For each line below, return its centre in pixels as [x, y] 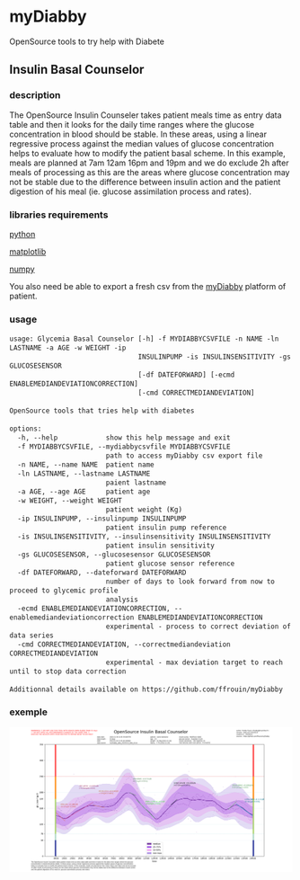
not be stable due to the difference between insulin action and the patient [145, 182]
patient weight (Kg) [144, 510]
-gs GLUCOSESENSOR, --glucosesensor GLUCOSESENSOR [114, 555]
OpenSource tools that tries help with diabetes [102, 411]
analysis [122, 600]
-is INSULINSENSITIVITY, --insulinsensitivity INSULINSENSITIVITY [144, 537]
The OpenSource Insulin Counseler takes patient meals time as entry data [146, 115]
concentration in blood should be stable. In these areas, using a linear [138, 134]
